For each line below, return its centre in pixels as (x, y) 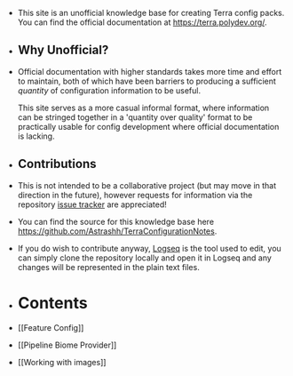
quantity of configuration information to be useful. (109, 90)
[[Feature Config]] (51, 327)
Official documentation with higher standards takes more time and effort (150, 71)
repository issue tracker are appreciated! (92, 204)
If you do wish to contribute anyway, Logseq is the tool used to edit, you (149, 248)
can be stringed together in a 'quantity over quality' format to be (135, 117)
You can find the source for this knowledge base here (116, 221)
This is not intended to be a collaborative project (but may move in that (147, 185)
